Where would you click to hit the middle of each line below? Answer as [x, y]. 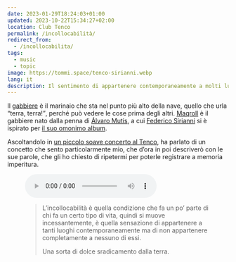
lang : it [20, 79]
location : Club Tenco [39, 27]
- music [25, 60]
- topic [25, 66]
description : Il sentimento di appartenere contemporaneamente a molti [114, 86]
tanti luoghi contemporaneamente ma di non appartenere [125, 230]
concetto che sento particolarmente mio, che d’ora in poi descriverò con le [115, 149]
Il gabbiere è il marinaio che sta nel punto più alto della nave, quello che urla [117, 106]
